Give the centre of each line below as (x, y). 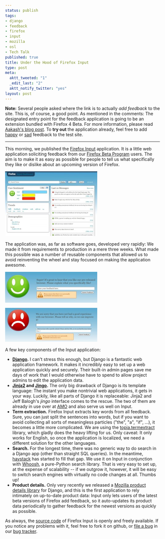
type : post (16, 68)
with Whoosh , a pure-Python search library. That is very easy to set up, (84, 464)
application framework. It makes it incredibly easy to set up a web (79, 364)
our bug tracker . (21, 531)
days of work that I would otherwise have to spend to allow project (80, 375)
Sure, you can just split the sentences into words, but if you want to (80, 417)
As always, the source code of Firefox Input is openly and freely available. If (82, 521)
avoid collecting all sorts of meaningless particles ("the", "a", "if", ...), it (83, 422)
